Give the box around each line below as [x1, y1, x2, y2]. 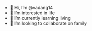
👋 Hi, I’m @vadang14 [10, 5, 53, 10]
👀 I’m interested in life [10, 10, 55, 16]
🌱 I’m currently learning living [10, 15, 71, 21]
